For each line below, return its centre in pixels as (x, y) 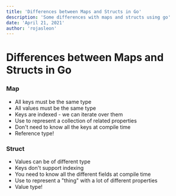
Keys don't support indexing (49, 168)
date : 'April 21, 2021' (36, 23)
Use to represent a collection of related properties (76, 121)
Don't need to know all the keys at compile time (73, 127)
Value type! (28, 187)
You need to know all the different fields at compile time (83, 174)
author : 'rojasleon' (32, 28)
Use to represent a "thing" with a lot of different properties (86, 181)
